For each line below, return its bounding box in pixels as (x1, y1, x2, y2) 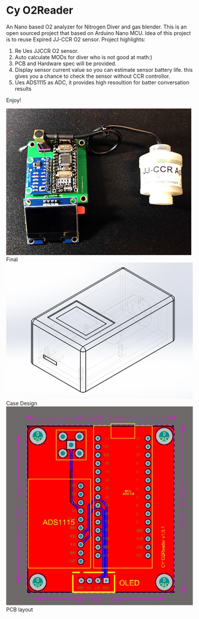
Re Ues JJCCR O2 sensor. (14, 47, 79, 54)
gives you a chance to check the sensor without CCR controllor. (14, 72, 171, 80)
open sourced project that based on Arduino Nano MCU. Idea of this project (6, 29, 191, 36)
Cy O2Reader (6, 4, 73, 17)
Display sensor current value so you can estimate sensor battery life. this (14, 66, 193, 73)
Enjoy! (6, 96, 22, 104)
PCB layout (6, 606, 34, 613)
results (14, 85, 32, 92)
